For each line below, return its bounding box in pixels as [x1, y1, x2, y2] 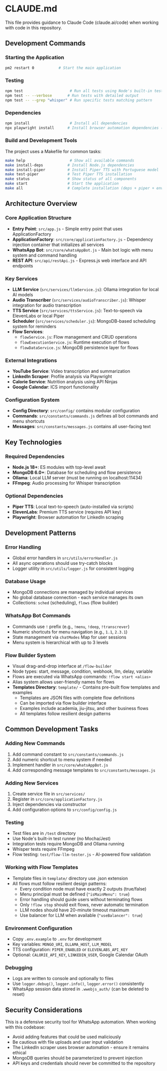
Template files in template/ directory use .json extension [12, 875, 128, 881]
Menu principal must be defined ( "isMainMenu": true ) [19, 891, 130, 897]
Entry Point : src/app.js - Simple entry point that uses [12, 226, 123, 232]
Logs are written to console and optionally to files [12, 976, 114, 982]
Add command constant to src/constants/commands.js [12, 751, 124, 757]
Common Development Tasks [5, 725, 98, 733]
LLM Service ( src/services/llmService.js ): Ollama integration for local [12, 286, 159, 292]
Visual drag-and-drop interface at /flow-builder [12, 663, 112, 669]
